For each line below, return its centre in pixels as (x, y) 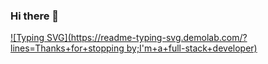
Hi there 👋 (35, 16)
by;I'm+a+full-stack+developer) (192, 48)
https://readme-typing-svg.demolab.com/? (159, 38)
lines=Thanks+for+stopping (67, 48)
